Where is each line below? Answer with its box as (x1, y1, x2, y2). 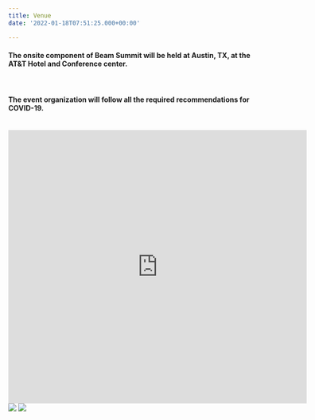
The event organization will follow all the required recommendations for (8, 95, 250, 104)
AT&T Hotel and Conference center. (8, 59, 128, 68)
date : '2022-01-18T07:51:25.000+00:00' (8, 19, 141, 27)
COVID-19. (8, 103, 45, 113)
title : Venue (8, 11, 52, 20)
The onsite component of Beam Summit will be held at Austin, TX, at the (8, 51, 251, 60)
